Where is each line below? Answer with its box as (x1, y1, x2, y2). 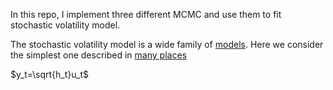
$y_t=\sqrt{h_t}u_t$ (10, 69, 90, 80)
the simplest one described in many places (10, 49, 187, 61)
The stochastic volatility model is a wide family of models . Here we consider (10, 39, 324, 50)
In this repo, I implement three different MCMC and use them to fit (10, 9, 282, 20)
